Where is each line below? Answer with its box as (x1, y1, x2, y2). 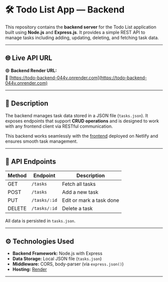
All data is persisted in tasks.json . (5, 218, 76, 224)
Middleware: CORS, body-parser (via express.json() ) (12, 261, 124, 267)
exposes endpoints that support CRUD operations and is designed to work (5, 118, 159, 124)
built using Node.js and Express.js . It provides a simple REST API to (5, 29, 145, 35)
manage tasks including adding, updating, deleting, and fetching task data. (5, 35, 159, 41)
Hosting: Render (12, 266, 47, 272)
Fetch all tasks (62, 181, 96, 188)
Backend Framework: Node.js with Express (12, 250, 102, 256)
